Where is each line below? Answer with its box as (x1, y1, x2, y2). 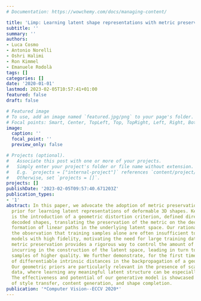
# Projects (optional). (6, 153, 66, 159)
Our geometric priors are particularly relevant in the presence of (11, 264, 186, 270)
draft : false (6, 98, 39, 104)
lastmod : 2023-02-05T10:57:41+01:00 (6, 86, 98, 93)
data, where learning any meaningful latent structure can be (11, 269, 170, 275)
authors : (6, 37, 28, 42)
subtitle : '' (6, 25, 39, 31)
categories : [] (6, 75, 44, 81)
